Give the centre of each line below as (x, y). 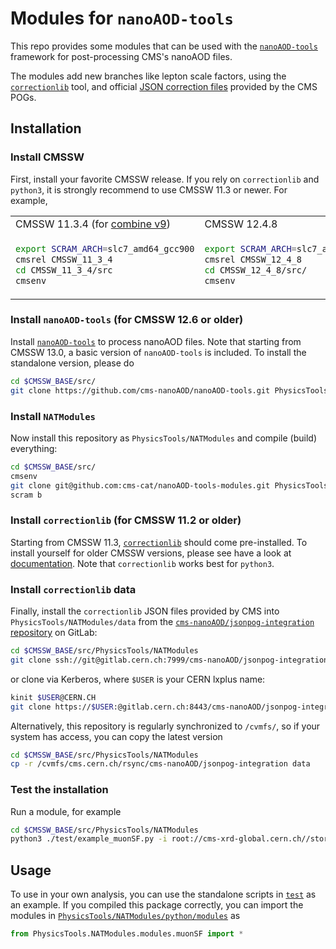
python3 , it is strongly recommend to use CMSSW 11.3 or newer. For (149, 189)
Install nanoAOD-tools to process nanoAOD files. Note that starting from (156, 341)
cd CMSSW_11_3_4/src (64, 270)
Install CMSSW (47, 157)
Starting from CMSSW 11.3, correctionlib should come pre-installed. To (159, 542)
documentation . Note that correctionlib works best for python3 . (142, 563)
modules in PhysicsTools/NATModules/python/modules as (125, 916)
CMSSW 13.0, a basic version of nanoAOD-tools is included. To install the (158, 352)
